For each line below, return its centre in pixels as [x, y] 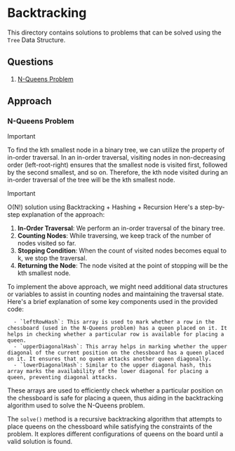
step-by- [212, 207]
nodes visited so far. [47, 243]
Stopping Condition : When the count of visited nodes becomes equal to [122, 250]
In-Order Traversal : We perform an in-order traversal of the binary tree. [121, 228]
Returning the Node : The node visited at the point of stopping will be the [122, 266]
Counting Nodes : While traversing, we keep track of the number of [114, 236]
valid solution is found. [40, 442]
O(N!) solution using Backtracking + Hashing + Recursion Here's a [103, 207]
